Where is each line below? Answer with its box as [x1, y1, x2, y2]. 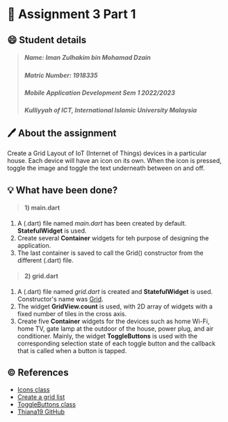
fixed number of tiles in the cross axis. [17, 309, 127, 318]
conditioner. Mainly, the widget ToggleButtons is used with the [17, 331, 198, 340]
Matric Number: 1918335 [24, 71, 98, 79]
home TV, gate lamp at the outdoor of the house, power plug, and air [17, 324, 214, 333]
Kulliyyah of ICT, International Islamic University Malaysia [24, 106, 197, 114]
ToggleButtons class [17, 400, 76, 408]
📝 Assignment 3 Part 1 [7, 6, 136, 22]
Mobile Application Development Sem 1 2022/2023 [24, 88, 175, 97]
